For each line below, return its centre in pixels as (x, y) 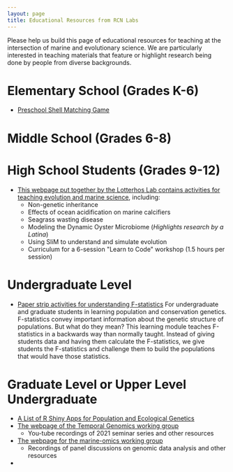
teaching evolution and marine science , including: (89, 197)
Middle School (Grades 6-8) (90, 138)
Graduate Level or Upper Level (97, 384)
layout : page (26, 14)
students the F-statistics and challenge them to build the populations (116, 349)
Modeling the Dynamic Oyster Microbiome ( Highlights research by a (126, 227)
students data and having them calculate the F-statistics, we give (111, 341)
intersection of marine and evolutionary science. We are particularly (105, 48)
